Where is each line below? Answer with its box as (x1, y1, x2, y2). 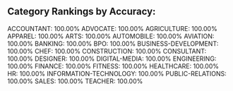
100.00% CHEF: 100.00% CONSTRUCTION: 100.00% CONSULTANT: (7, 47, 207, 55)
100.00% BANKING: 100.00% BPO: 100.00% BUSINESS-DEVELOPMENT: (7, 39, 219, 48)
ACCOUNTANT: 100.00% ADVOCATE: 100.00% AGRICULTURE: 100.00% (7, 24, 217, 32)
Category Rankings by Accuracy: (7, 6, 156, 18)
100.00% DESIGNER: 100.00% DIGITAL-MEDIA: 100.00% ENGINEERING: (7, 54, 217, 63)
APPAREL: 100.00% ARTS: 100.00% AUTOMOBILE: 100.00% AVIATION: (7, 32, 215, 40)
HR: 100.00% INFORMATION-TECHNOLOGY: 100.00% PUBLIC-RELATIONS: (7, 69, 227, 78)
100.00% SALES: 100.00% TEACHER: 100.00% (7, 77, 143, 85)
